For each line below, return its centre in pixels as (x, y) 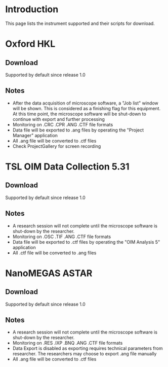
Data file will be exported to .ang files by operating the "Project (78, 130)
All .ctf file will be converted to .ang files (54, 253)
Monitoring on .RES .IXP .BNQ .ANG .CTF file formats (68, 343)
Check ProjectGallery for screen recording (57, 146)
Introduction (32, 9)
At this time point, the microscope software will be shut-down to (79, 114)
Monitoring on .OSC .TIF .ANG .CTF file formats (62, 237)
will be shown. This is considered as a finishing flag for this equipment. (87, 108)
